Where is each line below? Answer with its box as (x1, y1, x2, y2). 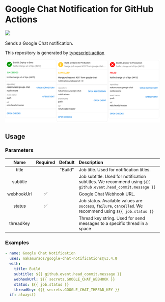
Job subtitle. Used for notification (78, 173, 146, 179)
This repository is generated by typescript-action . (5, 50, 106, 55)
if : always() (9, 292, 36, 298)
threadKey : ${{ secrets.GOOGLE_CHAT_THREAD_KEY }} (14, 287, 120, 292)
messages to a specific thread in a (78, 220, 148, 226)
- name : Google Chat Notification (5, 251, 76, 256)
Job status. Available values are (78, 198, 142, 204)
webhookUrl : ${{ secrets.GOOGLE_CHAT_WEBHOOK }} (14, 276, 115, 282)
